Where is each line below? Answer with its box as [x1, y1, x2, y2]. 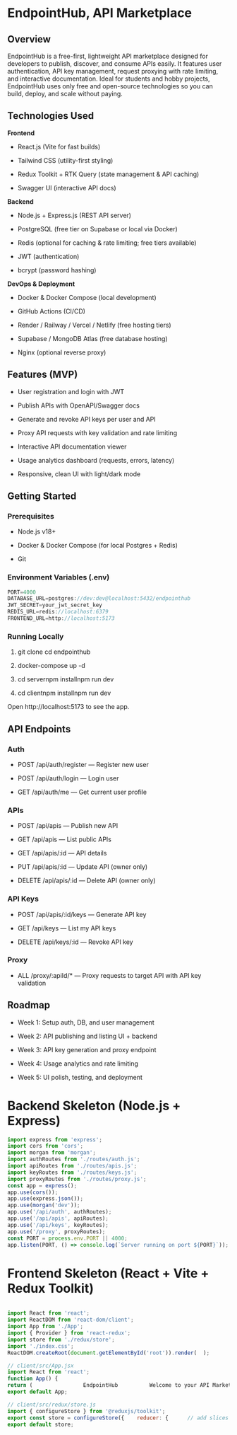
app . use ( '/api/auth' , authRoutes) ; [7, 1209, 112, 1216]
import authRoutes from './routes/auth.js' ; [7, 1156, 140, 1163]
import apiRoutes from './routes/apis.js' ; [7, 1163, 138, 1170]
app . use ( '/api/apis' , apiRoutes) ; [7, 1215, 109, 1222]
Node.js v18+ [17, 527, 56, 536]
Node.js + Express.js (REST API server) [17, 211, 132, 219]
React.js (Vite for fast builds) [17, 142, 101, 151]
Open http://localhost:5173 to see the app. [7, 703, 130, 711]
